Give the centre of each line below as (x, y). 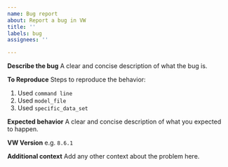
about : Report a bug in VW (47, 20)
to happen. (23, 129)
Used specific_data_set (53, 108)
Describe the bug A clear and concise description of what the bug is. (107, 66)
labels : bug (25, 33)
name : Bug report (33, 14)
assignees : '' (28, 40)
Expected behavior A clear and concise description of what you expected (114, 122)
